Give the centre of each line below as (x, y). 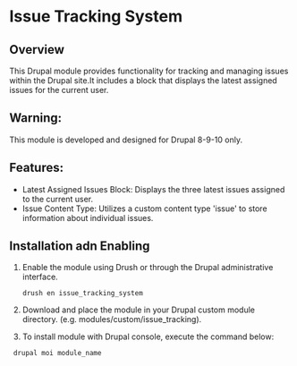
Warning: (36, 118)
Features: (37, 168)
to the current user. (58, 199)
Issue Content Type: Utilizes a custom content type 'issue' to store (144, 209)
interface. (40, 277)
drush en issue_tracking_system (82, 294)
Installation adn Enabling (80, 247)
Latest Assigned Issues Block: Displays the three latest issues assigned (153, 189)
